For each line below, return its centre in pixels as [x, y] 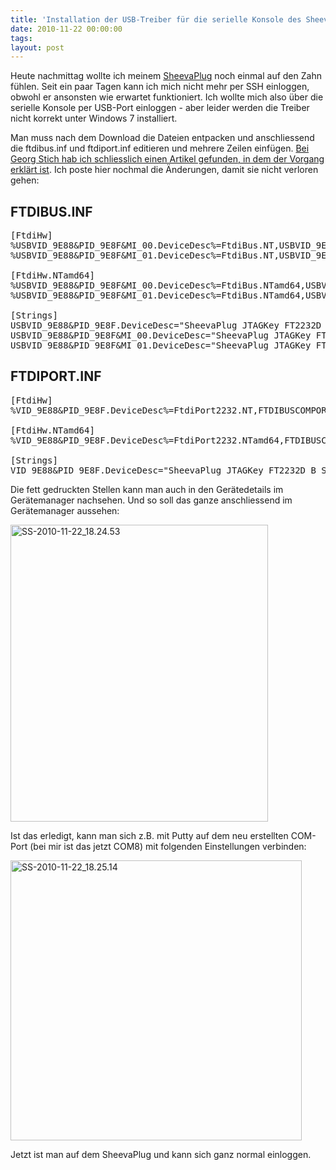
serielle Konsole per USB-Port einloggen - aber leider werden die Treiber [160, 108]
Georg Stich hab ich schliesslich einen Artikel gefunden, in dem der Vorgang [167, 159]
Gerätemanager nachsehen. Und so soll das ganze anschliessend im [151, 500]
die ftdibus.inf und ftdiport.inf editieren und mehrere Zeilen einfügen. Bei [160, 148]
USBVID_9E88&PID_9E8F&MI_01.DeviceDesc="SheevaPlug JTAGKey [161, 345]
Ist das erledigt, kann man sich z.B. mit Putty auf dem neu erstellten [149, 835]
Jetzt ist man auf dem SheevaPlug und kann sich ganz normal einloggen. [161, 1154]
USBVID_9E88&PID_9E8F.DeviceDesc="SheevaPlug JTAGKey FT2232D [166, 325]
